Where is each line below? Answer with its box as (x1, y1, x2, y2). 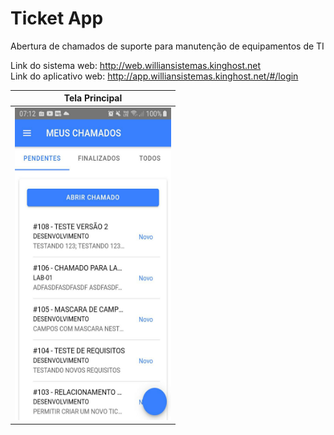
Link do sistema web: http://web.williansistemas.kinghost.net (10, 59, 262, 71)
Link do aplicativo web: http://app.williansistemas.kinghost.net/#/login (10, 70, 299, 82)
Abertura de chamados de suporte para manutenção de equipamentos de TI (10, 40, 325, 52)
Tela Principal (63, 92, 123, 104)
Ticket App (10, 7, 104, 30)
